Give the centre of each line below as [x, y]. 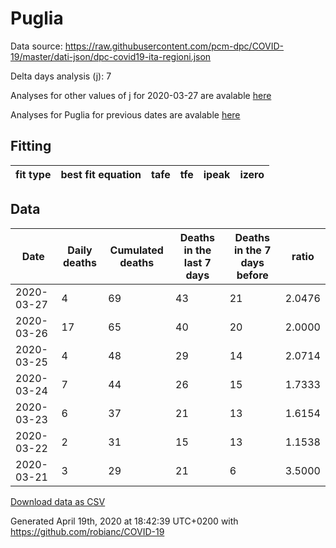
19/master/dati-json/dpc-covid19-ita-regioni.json [111, 56]
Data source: [36, 46]
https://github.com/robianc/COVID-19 [87, 531]
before [252, 275]
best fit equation [101, 174]
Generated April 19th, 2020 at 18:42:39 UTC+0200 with [124, 521]
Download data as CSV [58, 501]
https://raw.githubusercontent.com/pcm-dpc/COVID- [174, 46]
